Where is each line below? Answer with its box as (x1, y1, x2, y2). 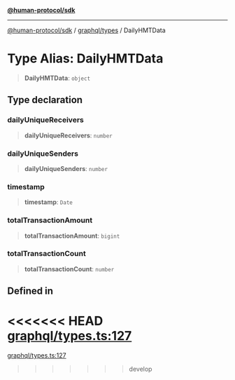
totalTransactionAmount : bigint (24, 231, 120, 240)
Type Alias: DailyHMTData (7, 50, 164, 67)
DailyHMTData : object (24, 74, 91, 82)
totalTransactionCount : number (24, 264, 115, 273)
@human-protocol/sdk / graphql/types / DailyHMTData (7, 26, 166, 34)
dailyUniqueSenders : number (24, 164, 108, 172)
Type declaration (7, 94, 83, 106)
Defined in (7, 285, 54, 297)
